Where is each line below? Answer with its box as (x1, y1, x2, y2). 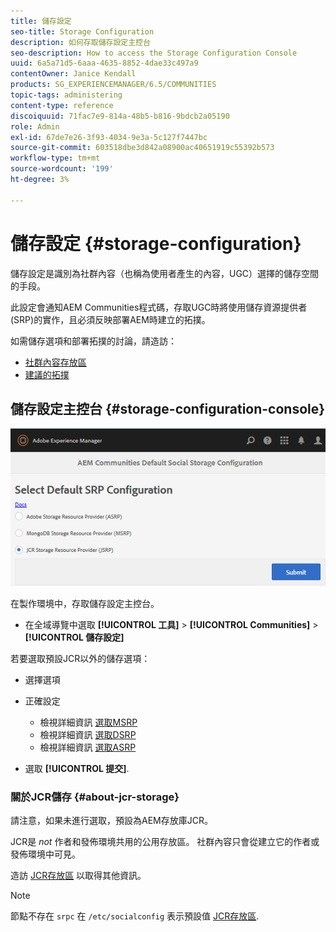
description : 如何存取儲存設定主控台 (10, 37, 151, 47)
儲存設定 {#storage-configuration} (10, 232, 302, 255)
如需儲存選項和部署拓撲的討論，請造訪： (10, 335, 177, 347)
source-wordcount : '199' (10, 164, 114, 174)
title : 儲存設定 (10, 16, 72, 26)
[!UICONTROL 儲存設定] (24, 631, 125, 643)
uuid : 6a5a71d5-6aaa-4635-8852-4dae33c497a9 (10, 58, 199, 69)
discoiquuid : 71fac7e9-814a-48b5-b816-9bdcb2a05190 (10, 111, 230, 121)
